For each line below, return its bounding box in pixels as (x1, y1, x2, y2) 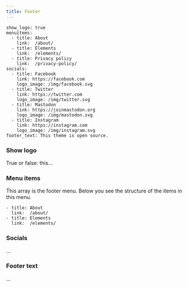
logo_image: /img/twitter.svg (16, 96, 91, 103)
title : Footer (6, 8, 41, 15)
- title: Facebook (11, 71, 57, 77)
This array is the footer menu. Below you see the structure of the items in (6, 187, 183, 194)
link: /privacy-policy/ (16, 60, 77, 66)
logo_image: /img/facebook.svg (16, 81, 93, 87)
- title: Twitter (11, 86, 54, 92)
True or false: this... (6, 159, 53, 166)
